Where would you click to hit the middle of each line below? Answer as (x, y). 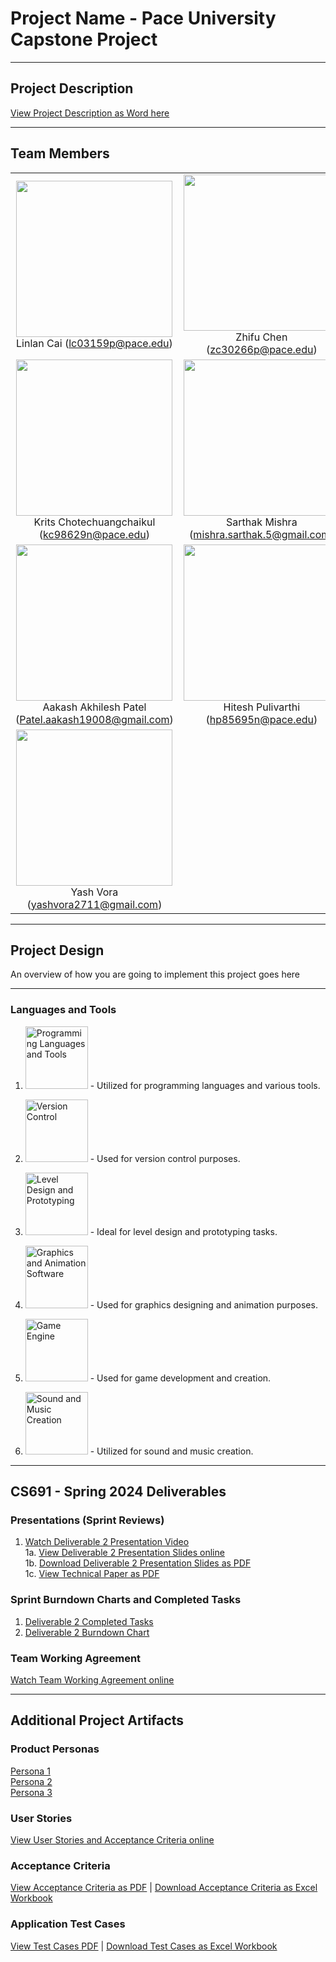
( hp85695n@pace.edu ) (261, 719)
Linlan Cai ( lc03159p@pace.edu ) (94, 343)
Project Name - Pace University (143, 18)
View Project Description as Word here (90, 113)
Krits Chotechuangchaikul (94, 522)
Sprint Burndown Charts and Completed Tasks (126, 1600)
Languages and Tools (63, 1010)
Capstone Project (84, 39)
